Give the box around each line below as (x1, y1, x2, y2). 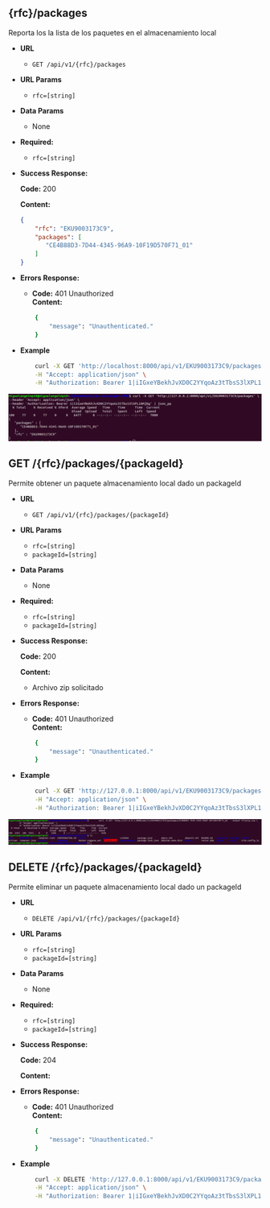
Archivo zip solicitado (31, 682, 104, 692)
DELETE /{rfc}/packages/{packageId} (8, 861, 202, 875)
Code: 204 (19, 1055, 56, 1065)
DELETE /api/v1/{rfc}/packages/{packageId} (31, 914, 181, 923)
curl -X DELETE (35, 1175, 86, 1183)
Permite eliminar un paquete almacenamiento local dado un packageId (8, 882, 242, 892)
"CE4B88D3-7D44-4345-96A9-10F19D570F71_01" (45, 242, 194, 250)
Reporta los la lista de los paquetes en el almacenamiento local (8, 27, 217, 37)
